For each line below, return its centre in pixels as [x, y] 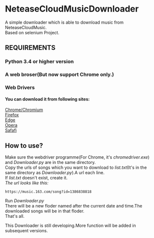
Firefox [12, 115]
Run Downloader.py [25, 201]
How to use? [24, 145]
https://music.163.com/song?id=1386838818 [48, 192]
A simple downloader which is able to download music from [64, 22]
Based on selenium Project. [32, 32]
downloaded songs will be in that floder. [45, 211]
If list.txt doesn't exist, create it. [36, 178]
